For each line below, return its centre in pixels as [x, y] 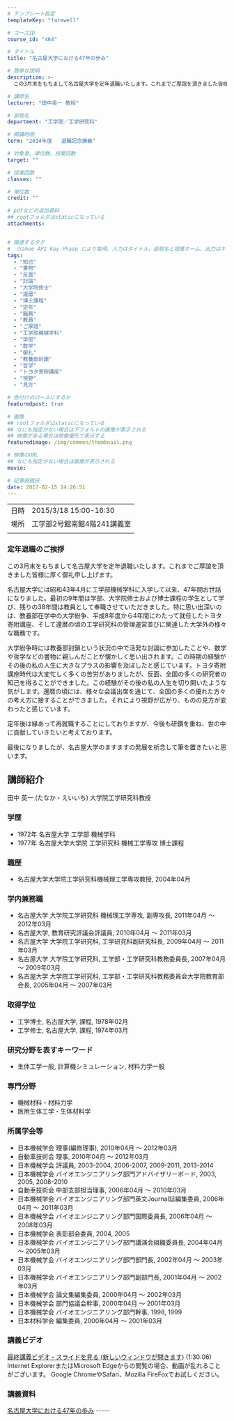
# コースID [21, 33]
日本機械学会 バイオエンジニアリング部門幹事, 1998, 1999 [100, 1312]
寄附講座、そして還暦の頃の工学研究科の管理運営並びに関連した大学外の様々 [117, 624]
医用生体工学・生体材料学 [54, 1112]
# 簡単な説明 [23, 71]
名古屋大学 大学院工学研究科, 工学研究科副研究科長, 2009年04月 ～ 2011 [120, 942]
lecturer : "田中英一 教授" [43, 103]
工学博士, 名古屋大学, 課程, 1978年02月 [73, 1021]
